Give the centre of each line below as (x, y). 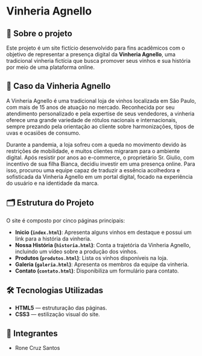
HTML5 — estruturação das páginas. (61, 308)
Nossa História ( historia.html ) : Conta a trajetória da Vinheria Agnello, (103, 245)
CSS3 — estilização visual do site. (58, 314)
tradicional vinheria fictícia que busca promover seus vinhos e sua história (99, 61)
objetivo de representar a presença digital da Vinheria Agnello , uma (91, 54)
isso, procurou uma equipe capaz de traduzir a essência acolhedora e (93, 170)
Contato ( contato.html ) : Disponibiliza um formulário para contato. (97, 271)
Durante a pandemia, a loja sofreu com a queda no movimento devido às (96, 144)
